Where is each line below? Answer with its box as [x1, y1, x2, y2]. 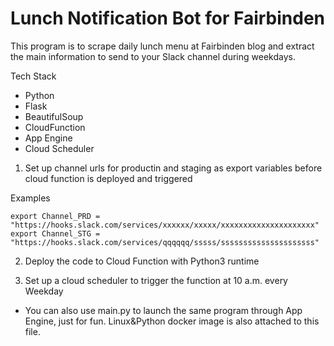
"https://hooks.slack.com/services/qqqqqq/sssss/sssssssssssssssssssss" [10, 237, 320, 247]
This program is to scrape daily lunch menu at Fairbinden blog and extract [10, 40, 315, 52]
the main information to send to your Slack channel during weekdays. [10, 50, 296, 62]
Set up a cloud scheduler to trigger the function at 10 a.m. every [24, 274, 288, 286]
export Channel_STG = [10, 228, 101, 239]
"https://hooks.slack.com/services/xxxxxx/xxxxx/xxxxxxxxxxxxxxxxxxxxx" [10, 220, 320, 230]
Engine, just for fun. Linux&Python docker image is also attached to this [24, 315, 320, 327]
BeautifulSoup [24, 110, 84, 122]
